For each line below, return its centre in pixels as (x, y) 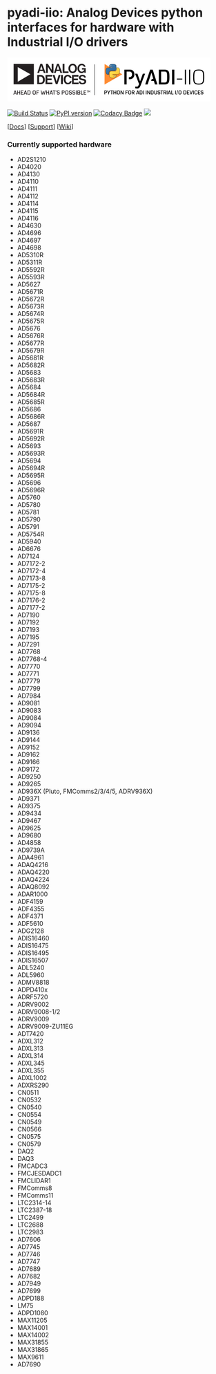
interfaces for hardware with (91, 27)
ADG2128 (31, 931)
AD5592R (31, 270)
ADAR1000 (32, 894)
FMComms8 (35, 1188)
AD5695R (31, 476)
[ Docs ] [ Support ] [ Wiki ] (40, 127)
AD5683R (31, 380)
